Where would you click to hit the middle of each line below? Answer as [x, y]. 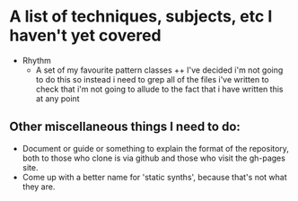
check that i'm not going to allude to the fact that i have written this [159, 89]
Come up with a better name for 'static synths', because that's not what [154, 177]
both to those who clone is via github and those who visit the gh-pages [153, 158]
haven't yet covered [85, 35]
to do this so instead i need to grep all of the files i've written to [152, 79]
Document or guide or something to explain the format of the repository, [156, 148]
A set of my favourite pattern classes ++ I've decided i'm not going [159, 70]
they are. [39, 187]
